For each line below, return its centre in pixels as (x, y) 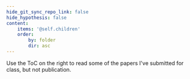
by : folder (42, 40)
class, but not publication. (39, 69)
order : (26, 35)
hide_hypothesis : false (37, 18)
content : (17, 23)
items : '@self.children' (49, 29)
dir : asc (39, 46)
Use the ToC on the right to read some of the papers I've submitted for (95, 63)
